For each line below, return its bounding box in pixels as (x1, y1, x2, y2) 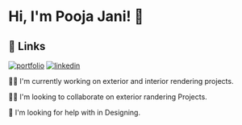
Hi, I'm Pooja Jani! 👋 (8, 7, 144, 26)
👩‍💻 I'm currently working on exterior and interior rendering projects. (8, 77, 234, 85)
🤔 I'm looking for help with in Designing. (8, 108, 141, 117)
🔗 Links (8, 40, 46, 53)
